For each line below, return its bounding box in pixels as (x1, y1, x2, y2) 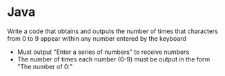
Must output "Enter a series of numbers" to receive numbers (17, 48, 190, 56)
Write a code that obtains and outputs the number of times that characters (7, 27, 219, 35)
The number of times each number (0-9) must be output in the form (17, 55, 211, 63)
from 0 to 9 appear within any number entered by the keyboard (7, 34, 186, 42)
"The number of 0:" (17, 62, 73, 70)
